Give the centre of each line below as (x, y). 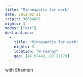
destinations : (20, 33)
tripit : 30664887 (23, 19)
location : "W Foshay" (36, 51)
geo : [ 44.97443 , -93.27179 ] (42, 56)
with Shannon (19, 70)
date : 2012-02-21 (23, 14)
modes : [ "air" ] (21, 28)
